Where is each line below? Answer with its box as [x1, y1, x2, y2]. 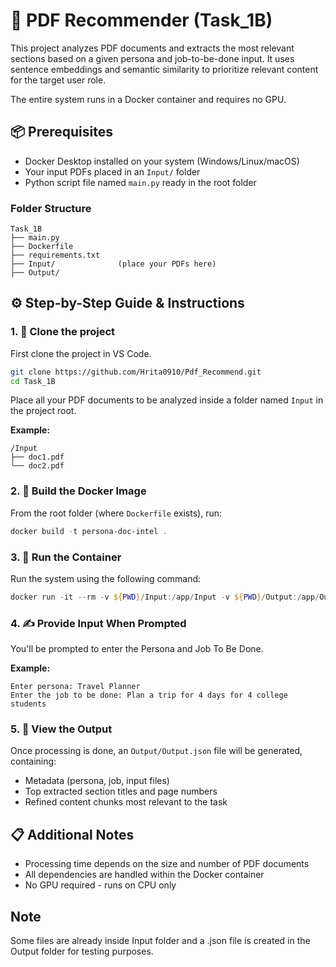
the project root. [10, 405, 77, 417]
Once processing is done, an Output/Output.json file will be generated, [10, 745, 303, 757]
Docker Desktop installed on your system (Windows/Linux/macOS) [24, 155, 300, 167]
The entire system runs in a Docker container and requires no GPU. [10, 93, 287, 105]
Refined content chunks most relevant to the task [24, 796, 228, 808]
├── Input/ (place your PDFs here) [10, 259, 217, 269]
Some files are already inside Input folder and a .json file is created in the [10, 935, 311, 947]
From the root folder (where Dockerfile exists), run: [10, 507, 223, 519]
